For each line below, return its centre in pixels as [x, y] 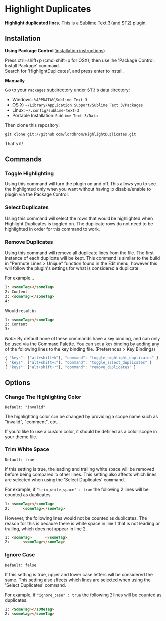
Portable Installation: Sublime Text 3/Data [55, 115]
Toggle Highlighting [29, 174]
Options [18, 383]
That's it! [14, 143]
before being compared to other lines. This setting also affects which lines [81, 474]
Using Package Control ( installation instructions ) [55, 50]
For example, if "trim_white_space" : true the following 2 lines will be [77, 489]
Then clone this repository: [33, 125]
